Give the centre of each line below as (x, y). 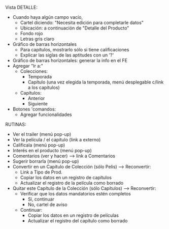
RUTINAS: (16, 124)
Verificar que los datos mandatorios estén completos (75, 194)
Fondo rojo (31, 33)
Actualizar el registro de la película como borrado (72, 183)
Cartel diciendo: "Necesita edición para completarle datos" (82, 23)
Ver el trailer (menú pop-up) (42, 134)
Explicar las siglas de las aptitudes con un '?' (67, 55)
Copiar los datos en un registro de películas (73, 215)
